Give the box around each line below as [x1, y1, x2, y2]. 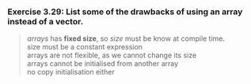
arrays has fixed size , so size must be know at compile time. [26, 34, 226, 43]
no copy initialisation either [26, 68, 116, 77]
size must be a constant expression [26, 42, 143, 52]
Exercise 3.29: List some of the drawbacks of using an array [7, 6, 243, 17]
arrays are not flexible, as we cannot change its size [26, 50, 197, 60]
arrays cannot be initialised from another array [26, 59, 179, 68]
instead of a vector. [7, 16, 84, 27]
